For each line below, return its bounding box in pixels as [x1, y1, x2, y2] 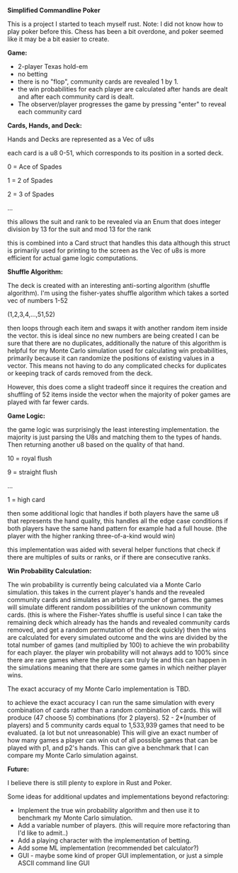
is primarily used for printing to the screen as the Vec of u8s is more [7, 246, 206, 255]
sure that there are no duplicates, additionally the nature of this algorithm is [7, 339, 227, 347]
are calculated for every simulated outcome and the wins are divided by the [7, 633, 228, 641]
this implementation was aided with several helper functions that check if [7, 545, 221, 554]
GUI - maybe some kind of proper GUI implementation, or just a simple [17, 851, 224, 860]
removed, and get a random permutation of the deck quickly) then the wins [7, 625, 227, 634]
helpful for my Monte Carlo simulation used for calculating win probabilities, [7, 347, 229, 355]
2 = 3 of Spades [7, 190, 55, 198]
